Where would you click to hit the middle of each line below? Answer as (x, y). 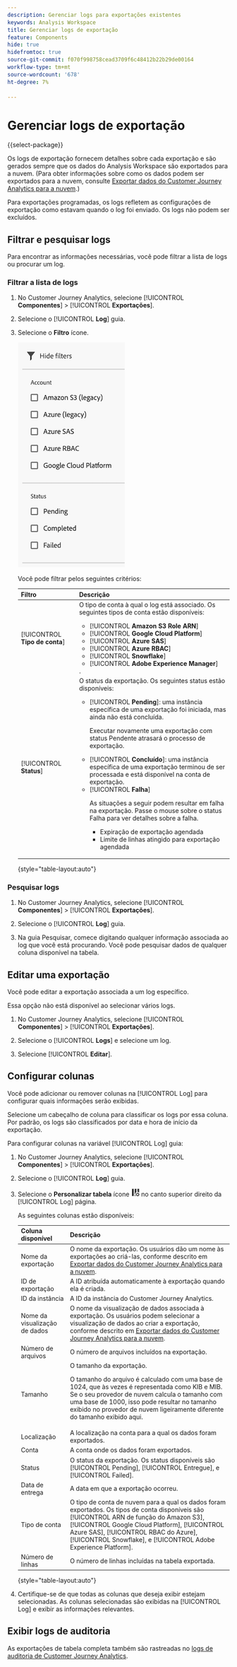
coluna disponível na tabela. (58, 953)
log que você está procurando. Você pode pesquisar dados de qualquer (122, 945)
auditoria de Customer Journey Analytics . (68, 1656)
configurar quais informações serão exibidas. (73, 1101)
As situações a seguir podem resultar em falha (157, 803)
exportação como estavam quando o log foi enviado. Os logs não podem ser (119, 210)
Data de (32, 1485)
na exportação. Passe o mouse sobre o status (156, 811)
